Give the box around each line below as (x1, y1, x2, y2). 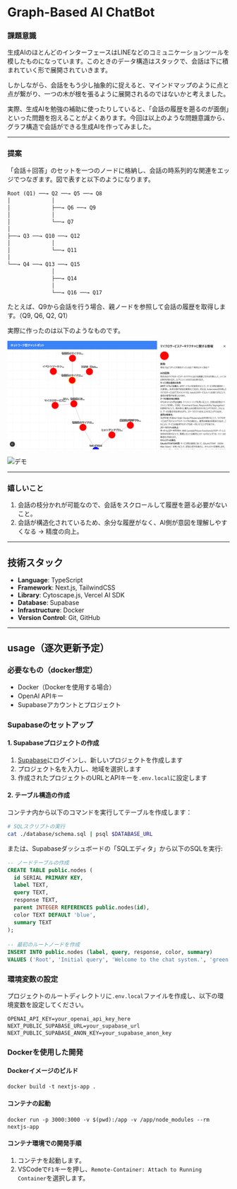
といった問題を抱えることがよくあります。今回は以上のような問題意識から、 (7, 114, 229, 122)
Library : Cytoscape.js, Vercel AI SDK (17, 591, 125, 599)
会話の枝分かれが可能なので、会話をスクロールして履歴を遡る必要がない (17, 500, 228, 510)
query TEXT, (13, 889, 49, 896)
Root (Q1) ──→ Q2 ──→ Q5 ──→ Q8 (7, 190, 102, 197)
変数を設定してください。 (13, 1001, 88, 1009)
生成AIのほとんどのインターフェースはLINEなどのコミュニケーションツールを (7, 48, 230, 57)
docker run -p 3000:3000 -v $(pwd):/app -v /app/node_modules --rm (7, 1116, 210, 1123)
